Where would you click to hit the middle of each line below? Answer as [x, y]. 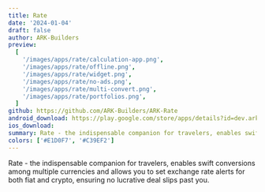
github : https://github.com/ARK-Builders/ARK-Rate [93, 111]
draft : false [30, 30]
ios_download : [32, 126]
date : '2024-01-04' [40, 23]
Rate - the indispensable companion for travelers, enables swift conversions [132, 163]
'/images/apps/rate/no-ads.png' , [77, 81]
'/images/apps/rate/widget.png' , [77, 74]
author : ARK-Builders [44, 38]
